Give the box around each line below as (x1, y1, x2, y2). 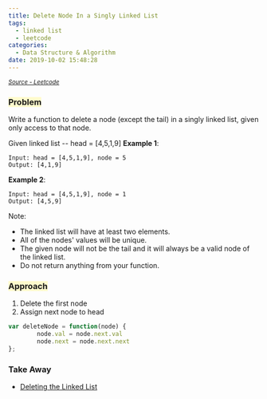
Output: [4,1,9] (8, 161, 62, 169)
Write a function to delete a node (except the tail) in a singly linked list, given (8, 115, 259, 124)
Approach (8, 281, 48, 292)
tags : (8, 19, 26, 27)
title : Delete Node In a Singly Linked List (8, 11, 159, 20)
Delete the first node (19, 298, 88, 308)
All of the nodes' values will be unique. (19, 235, 147, 245)
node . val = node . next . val (37, 330, 124, 338)
